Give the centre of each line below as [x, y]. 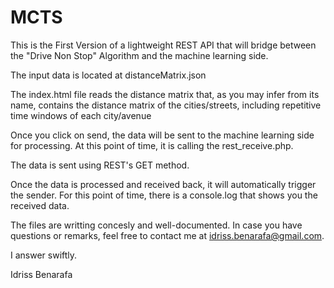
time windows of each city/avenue [81, 115]
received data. [40, 205]
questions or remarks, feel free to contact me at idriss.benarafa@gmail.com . [167, 235]
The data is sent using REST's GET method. [100, 165]
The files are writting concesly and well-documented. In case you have [156, 225]
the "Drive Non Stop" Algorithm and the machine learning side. [139, 55]
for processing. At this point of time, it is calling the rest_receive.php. [152, 145]
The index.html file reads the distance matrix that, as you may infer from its [165, 94]
